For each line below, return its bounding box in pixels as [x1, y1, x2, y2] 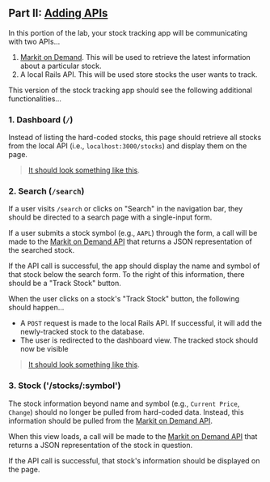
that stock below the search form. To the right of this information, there [8, 270, 245, 279]
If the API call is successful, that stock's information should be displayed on [8, 455, 260, 465]
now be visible [19, 344, 69, 354]
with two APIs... [8, 36, 61, 46]
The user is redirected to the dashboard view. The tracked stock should [19, 335, 259, 345]
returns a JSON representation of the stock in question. [8, 440, 192, 450]
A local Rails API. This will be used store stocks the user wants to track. [19, 69, 258, 79]
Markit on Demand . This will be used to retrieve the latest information [19, 52, 251, 62]
